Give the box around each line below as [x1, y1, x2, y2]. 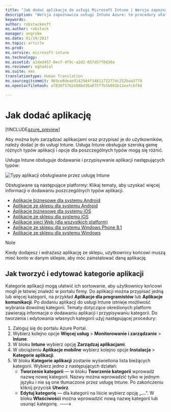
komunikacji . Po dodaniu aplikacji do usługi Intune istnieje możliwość [5, 299, 151, 305]
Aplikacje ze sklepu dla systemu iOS [12, 213, 89, 219]
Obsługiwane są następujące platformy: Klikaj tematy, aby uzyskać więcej [5, 182, 160, 188]
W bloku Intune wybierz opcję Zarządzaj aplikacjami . [12, 341, 126, 347]
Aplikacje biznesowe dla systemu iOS [12, 208, 92, 214]
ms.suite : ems [5, 69, 36, 74]
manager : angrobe [5, 31, 42, 36]
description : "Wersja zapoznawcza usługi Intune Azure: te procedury [5, 12, 156, 17]
